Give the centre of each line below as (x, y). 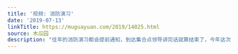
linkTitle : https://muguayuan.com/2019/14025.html (84, 27)
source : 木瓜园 (28, 33)
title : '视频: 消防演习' (41, 14)
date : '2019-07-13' (36, 20)
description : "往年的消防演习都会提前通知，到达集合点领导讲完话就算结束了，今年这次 (119, 40)
